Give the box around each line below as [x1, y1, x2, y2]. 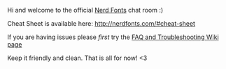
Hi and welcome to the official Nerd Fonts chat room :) [7, 6, 164, 14]
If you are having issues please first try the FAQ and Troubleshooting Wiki [7, 33, 219, 41]
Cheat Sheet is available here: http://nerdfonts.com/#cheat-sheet [7, 20, 196, 27]
